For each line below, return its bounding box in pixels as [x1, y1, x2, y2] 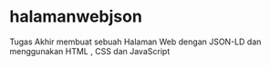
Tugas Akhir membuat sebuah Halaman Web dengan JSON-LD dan [9, 36, 262, 47]
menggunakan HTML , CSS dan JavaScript [9, 45, 171, 56]
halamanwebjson [9, 6, 143, 27]
